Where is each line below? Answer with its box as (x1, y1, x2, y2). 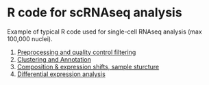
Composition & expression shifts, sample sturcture (16, 62, 160, 71)
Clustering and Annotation (16, 55, 91, 63)
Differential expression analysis (16, 70, 106, 78)
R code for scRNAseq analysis (7, 5, 183, 21)
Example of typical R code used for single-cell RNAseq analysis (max (7, 27, 202, 36)
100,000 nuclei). (7, 34, 53, 42)
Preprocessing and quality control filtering (16, 48, 136, 56)
